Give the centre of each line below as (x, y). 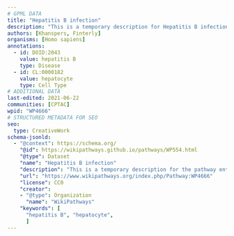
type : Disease (40, 66)
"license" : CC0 (42, 182)
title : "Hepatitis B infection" (54, 20)
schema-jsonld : (29, 137)
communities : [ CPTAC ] (39, 105)
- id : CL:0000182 (39, 72)
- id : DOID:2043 (37, 53)
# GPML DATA (24, 14)
